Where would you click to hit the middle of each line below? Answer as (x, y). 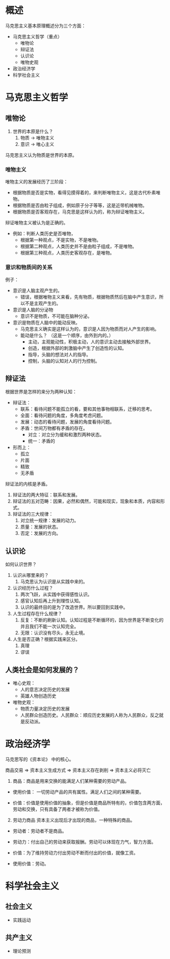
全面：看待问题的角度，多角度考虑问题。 (63, 415)
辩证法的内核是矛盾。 (28, 484)
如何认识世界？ (21, 565)
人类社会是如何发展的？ (42, 670)
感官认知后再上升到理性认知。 (52, 601)
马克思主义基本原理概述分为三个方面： (45, 26)
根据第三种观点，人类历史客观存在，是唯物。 (67, 253)
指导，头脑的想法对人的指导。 (59, 355)
